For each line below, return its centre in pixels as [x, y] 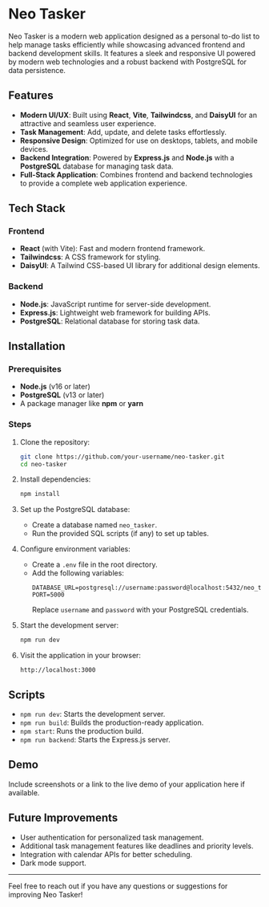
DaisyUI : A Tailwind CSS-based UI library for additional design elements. [140, 266]
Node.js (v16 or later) [55, 387]
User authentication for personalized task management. [112, 837]
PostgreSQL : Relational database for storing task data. [110, 321]
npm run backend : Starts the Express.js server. [95, 740]
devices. [34, 148]
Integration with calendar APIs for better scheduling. [106, 854]
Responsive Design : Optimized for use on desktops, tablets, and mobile [139, 140]
